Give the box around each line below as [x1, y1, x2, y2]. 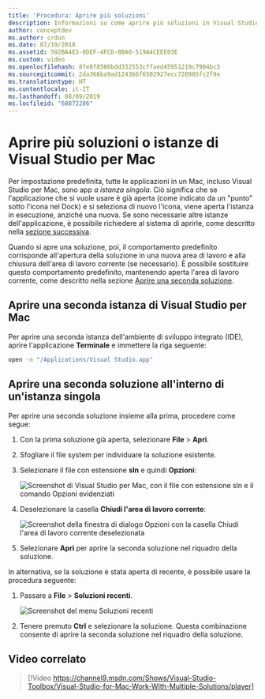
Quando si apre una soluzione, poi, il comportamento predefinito [8, 242, 218, 252]
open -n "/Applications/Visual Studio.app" [8, 355, 154, 363]
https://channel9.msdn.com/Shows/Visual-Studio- [53, 673, 217, 683]
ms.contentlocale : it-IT [8, 85, 90, 93]
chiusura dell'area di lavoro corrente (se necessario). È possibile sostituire [8, 259, 249, 269]
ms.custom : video [8, 56, 65, 64]
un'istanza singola [8, 390, 101, 404]
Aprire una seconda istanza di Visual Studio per [8, 299, 247, 312]
